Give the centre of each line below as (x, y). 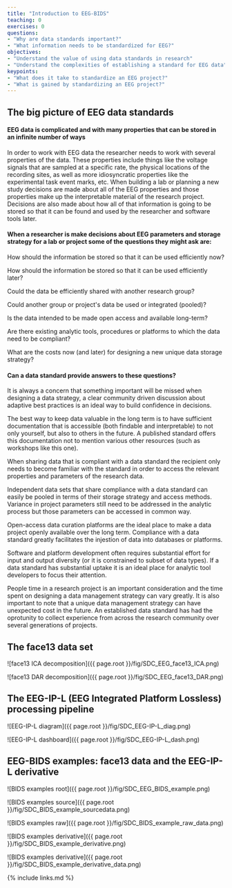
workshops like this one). (43, 448)
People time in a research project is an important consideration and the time (115, 589)
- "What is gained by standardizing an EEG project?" (86, 84)
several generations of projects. (52, 625)
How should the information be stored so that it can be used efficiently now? (116, 257)
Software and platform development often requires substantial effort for (109, 553)
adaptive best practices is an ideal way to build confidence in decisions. (109, 406)
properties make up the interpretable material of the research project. (106, 196)
